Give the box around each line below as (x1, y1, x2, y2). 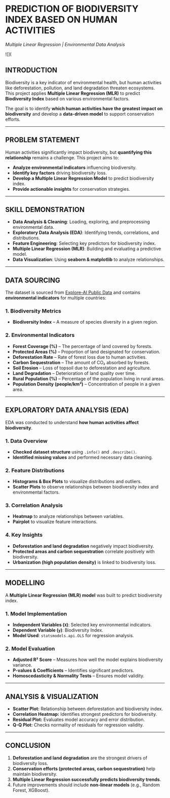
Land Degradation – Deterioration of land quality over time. (12, 370, 136, 376)
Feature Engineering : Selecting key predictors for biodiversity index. (12, 240, 156, 247)
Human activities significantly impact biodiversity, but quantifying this (5, 149, 152, 155)
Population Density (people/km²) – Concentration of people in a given (12, 381, 160, 387)
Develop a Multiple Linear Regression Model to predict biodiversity (12, 175, 154, 181)
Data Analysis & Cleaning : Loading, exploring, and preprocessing (12, 219, 150, 225)
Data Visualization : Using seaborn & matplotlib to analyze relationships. (12, 257, 164, 263)
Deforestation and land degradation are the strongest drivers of (12, 754, 148, 761)
